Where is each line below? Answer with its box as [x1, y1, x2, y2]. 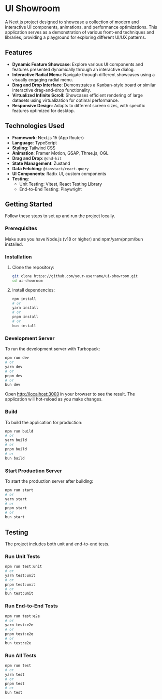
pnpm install [12, 315, 39, 319]
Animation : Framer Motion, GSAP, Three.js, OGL [12, 150, 109, 156]
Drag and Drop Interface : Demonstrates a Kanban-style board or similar [12, 82, 156, 88]
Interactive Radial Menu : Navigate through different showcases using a [12, 71, 155, 78]
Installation [5, 253, 32, 260]
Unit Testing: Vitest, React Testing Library [19, 181, 103, 187]
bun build [5, 456, 25, 461]
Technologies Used [5, 122, 64, 130]
